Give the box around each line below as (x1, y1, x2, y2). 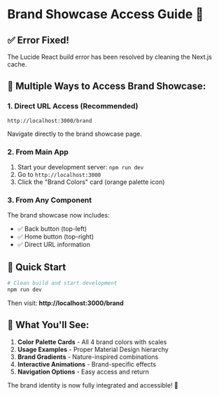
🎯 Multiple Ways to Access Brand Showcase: (7, 80, 206, 92)
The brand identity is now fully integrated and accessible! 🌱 (7, 381, 178, 389)
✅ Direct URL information (17, 241, 91, 249)
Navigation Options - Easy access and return (17, 367, 149, 376)
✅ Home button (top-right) (17, 232, 94, 241)
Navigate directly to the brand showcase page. (7, 129, 142, 138)
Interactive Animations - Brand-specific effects (17, 360, 156, 368)
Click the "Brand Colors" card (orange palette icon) (17, 178, 165, 186)
